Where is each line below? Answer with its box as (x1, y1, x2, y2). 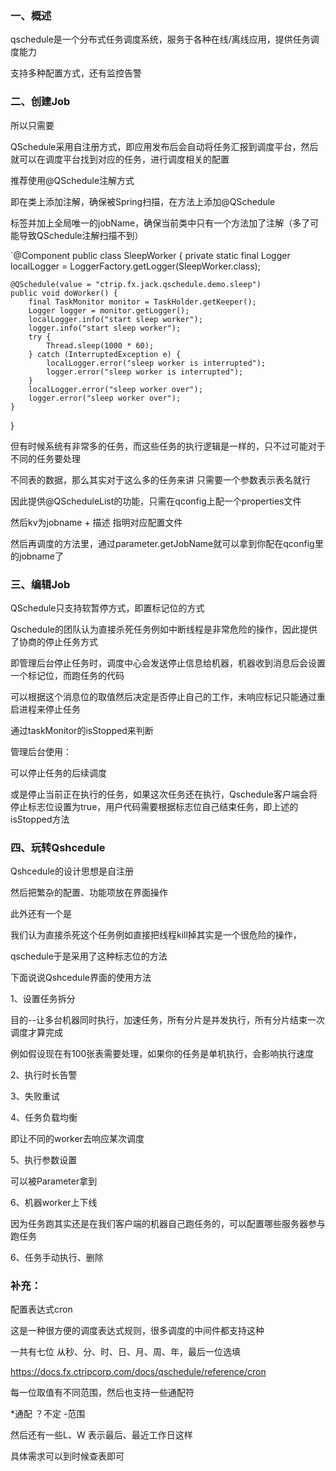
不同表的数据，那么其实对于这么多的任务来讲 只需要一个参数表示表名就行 (10, 473, 311, 486)
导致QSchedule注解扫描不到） (18, 229, 144, 241)
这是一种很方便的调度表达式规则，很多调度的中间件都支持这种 (10, 1325, 265, 1337)
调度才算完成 (10, 1027, 63, 1039)
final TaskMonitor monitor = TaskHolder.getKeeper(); (28, 297, 257, 307)
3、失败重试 (10, 1090, 60, 1102)
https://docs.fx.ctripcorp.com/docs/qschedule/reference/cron (10, 1366, 267, 1378)
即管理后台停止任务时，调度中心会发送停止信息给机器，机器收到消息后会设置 (10, 657, 326, 669)
